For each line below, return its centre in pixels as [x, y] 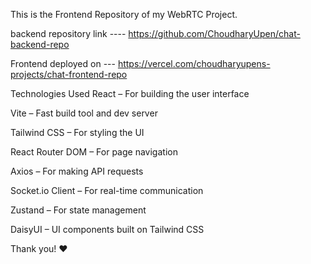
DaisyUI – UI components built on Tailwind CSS [107, 229]
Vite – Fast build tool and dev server [84, 113]
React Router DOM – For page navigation [94, 152]
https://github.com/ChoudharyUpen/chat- [214, 33]
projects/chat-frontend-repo [69, 74]
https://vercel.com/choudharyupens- [194, 63]
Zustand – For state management [78, 210]
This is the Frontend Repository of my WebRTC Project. [124, 14]
